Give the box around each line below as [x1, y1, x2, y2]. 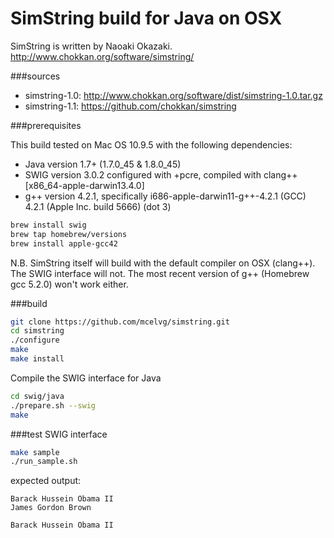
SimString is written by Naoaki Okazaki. [10, 40, 173, 52]
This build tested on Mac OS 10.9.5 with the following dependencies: [10, 138, 293, 151]
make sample [10, 447, 60, 457]
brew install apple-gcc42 [10, 238, 118, 249]
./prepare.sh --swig [10, 400, 97, 411]
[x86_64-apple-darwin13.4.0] [24, 179, 145, 191]
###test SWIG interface [10, 428, 108, 440]
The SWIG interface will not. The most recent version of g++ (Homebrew [10, 267, 310, 279]
